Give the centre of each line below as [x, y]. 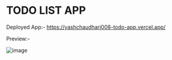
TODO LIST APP [46, 10]
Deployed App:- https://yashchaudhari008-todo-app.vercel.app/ [86, 27]
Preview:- [18, 38]
